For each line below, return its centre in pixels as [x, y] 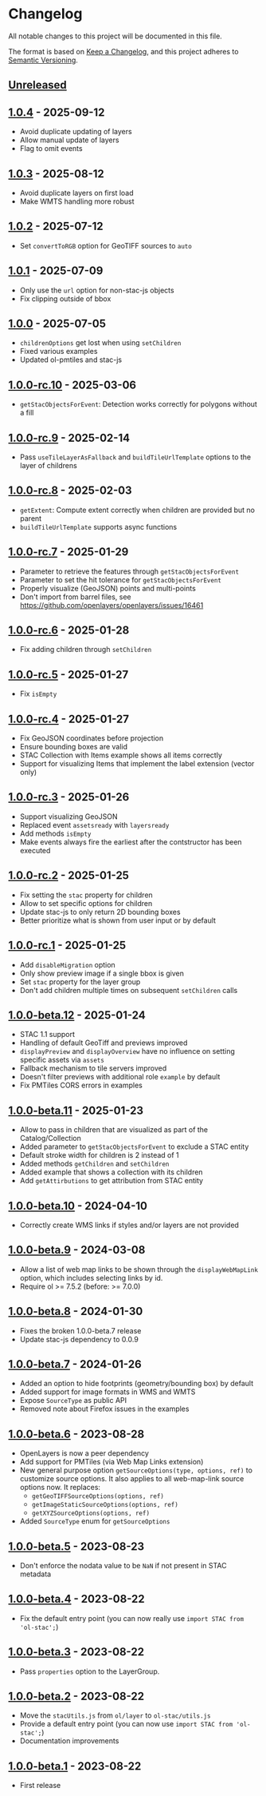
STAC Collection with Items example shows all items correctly [121, 755]
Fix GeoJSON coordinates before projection [92, 738]
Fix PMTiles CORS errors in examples [81, 1085]
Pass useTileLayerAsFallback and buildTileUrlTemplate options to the [135, 457]
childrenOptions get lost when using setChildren [100, 343]
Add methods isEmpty [55, 833]
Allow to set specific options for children [86, 903]
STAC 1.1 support [47, 1035]
